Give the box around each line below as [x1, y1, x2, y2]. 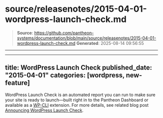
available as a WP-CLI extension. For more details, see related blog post [5, 102, 149, 108]
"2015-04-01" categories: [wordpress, [5, 71, 125, 79]
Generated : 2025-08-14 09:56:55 [76, 40, 144, 46]
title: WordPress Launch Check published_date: [5, 63, 152, 72]
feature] [5, 79, 30, 87]
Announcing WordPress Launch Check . [5, 107, 84, 113]
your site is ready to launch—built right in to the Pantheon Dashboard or [5, 97, 149, 103]
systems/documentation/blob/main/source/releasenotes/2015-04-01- [16, 35, 157, 41]
